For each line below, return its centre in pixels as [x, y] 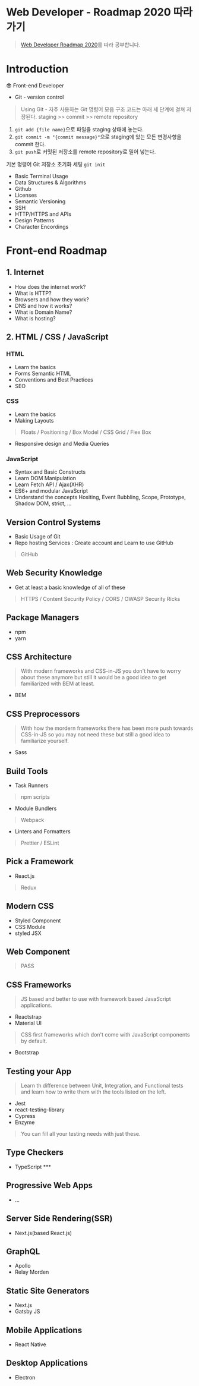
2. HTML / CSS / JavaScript [57, 337]
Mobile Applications [44, 1330]
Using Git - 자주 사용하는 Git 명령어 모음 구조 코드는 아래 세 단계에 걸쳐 [103, 109]
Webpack [32, 820]
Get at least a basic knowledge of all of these [70, 587]
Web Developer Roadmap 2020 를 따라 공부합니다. [80, 45]
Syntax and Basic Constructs [50, 472]
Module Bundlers [36, 808]
